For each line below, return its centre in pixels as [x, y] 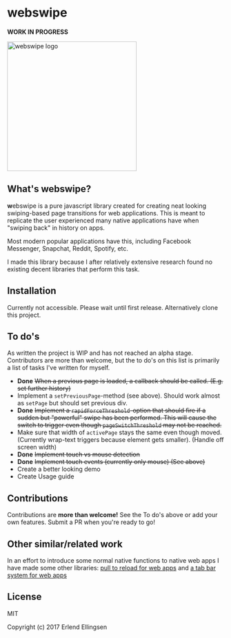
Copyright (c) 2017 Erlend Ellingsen [57, 627]
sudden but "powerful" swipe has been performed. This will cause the [117, 418]
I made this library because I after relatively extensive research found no [110, 262]
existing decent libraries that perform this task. [73, 269]
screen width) [37, 447]
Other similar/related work [65, 544]
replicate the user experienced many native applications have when [103, 220]
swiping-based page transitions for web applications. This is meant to [106, 213]
